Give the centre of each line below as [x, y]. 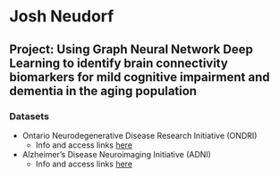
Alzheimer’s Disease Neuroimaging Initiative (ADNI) [117, 154]
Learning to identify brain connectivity [118, 63]
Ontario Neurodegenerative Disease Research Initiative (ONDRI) [139, 135]
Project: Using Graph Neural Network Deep [131, 49]
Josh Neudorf [62, 16]
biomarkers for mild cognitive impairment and [139, 77]
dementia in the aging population [103, 91]
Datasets [29, 116]
